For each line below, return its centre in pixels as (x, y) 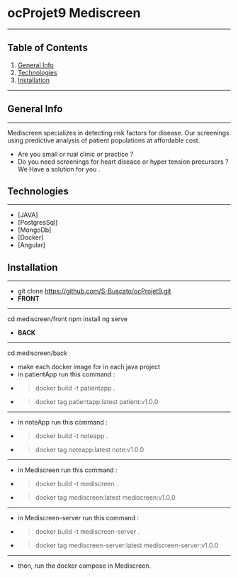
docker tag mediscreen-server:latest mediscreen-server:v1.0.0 (127, 545)
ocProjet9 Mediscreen (74, 13)
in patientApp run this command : (66, 374)
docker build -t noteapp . (72, 436)
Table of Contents (48, 48)
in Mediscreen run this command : (68, 470)
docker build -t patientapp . (75, 388)
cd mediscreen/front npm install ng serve (68, 319)
